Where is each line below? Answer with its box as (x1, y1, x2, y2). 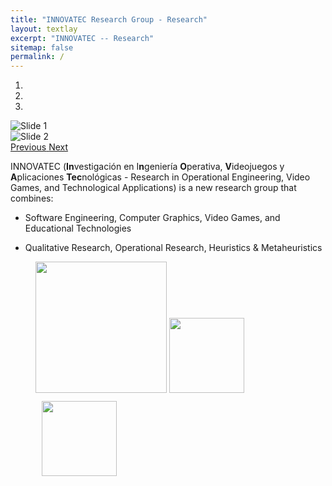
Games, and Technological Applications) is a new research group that (10, 182, 297, 194)
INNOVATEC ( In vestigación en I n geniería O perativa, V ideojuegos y (10, 161, 285, 173)
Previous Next (10, 141, 69, 153)
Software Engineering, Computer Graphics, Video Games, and (24, 212, 281, 224)
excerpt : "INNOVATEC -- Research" (10, 33, 155, 43)
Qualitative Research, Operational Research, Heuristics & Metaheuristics (24, 242, 323, 254)
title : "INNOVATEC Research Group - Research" (10, 14, 208, 25)
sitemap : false (10, 42, 74, 53)
